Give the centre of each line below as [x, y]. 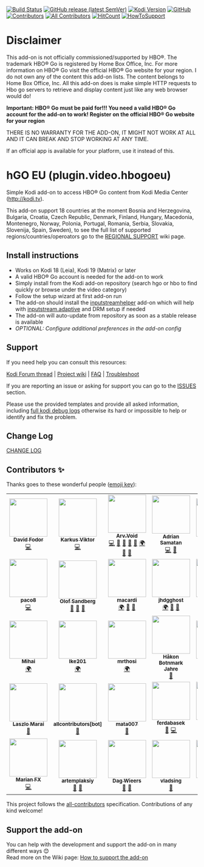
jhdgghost [171, 600]
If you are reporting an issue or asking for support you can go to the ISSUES [101, 386]
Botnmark [171, 663]
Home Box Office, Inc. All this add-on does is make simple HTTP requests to [102, 83]
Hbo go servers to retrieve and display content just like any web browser [97, 89]
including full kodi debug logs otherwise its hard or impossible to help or [97, 410]
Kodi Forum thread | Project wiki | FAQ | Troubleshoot [73, 374]
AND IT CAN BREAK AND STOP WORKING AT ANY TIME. [77, 139]
